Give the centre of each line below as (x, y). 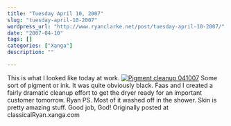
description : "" (31, 53)
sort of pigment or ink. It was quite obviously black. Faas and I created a (110, 85)
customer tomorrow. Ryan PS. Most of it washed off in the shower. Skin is (112, 100)
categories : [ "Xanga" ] (40, 46)
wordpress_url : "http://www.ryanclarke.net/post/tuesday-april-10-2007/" (116, 26)
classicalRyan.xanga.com (43, 114)
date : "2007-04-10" (35, 33)
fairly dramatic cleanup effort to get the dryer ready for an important (105, 92)
